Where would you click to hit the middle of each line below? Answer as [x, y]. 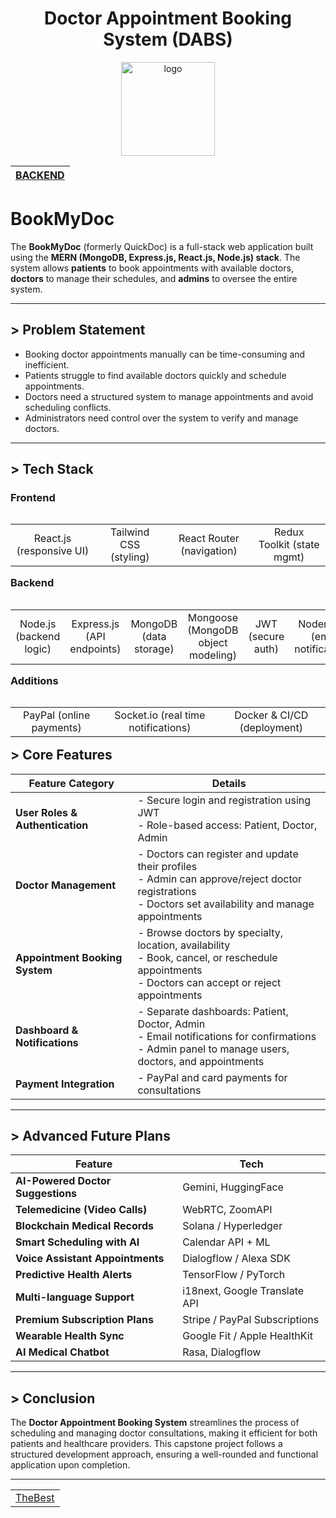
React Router [209, 539]
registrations [167, 891]
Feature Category [71, 783]
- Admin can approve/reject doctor [220, 879]
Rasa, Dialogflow [222, 1352]
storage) [154, 649]
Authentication [52, 825]
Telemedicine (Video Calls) [81, 1210]
